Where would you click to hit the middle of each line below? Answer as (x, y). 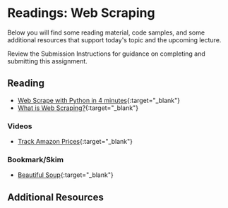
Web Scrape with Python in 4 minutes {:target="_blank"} (99, 100)
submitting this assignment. (48, 61)
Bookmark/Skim (36, 159)
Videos (20, 126)
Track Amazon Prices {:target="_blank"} (75, 142)
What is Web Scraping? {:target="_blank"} (78, 108)
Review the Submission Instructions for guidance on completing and (107, 54)
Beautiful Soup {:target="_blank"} (66, 175)
